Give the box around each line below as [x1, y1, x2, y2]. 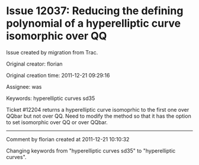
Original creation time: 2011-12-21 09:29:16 [6, 72, 110, 79]
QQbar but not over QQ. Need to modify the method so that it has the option [6, 112, 191, 119]
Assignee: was [6, 83, 42, 90]
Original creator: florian [6, 60, 63, 67]
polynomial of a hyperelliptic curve [6, 17, 181, 30]
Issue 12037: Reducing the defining [6, 4, 184, 18]
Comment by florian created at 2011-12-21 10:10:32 [6, 135, 130, 143]
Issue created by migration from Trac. [6, 48, 98, 56]
